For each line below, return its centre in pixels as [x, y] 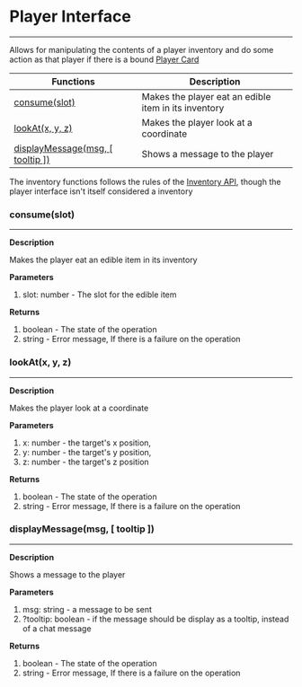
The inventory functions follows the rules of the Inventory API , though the [145, 181]
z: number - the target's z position [86, 462]
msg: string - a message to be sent [87, 609]
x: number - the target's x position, [86, 443]
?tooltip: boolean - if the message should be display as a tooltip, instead [155, 619]
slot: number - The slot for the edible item [99, 295]
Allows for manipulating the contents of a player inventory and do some [142, 49]
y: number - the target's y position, [87, 452]
